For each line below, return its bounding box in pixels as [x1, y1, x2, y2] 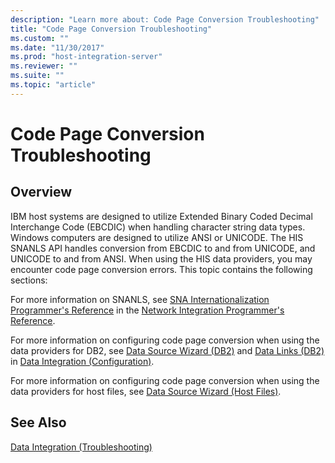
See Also [10, 414, 67, 431]
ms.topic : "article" [10, 80, 97, 90]
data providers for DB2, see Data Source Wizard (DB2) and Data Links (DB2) [10, 344, 325, 356]
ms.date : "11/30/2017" [10, 42, 105, 53]
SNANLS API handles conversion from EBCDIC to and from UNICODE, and [10, 242, 316, 254]
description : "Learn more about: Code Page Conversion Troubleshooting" [10, 14, 320, 25]
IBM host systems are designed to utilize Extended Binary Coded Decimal [10, 210, 313, 222]
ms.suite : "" [10, 71, 65, 81]
